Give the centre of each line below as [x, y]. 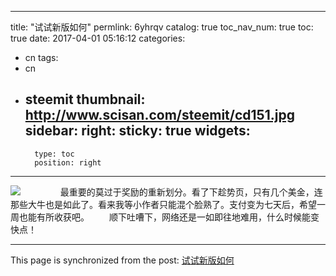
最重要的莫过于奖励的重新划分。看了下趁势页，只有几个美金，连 [191, 192]
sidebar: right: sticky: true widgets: [137, 131]
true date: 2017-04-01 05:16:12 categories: [98, 38]
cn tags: [41, 57]
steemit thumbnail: [85, 99]
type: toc [54, 154]
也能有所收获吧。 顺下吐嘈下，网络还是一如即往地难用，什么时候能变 [169, 217]
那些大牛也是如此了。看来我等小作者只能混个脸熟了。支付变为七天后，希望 [163, 204]
